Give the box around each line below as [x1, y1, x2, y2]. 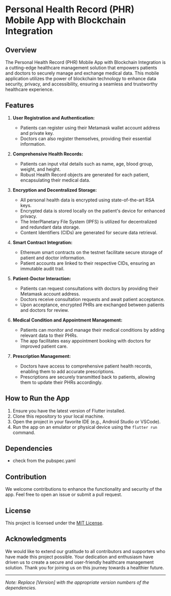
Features [5, 101, 34, 110]
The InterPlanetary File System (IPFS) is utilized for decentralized [20, 218, 157, 224]
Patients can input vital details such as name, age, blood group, [20, 161, 154, 167]
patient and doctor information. [20, 255, 85, 261]
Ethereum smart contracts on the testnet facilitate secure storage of [20, 249, 163, 255]
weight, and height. [20, 166, 61, 172]
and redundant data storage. [20, 224, 80, 230]
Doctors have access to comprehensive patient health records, [20, 363, 153, 369]
